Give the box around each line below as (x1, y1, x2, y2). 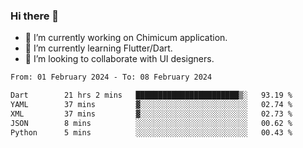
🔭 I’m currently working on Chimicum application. (24, 32, 228, 44)
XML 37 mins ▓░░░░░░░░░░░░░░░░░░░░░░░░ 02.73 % (10, 109, 293, 119)
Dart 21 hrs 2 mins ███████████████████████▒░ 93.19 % (10, 90, 293, 101)
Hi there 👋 (10, 9, 60, 23)
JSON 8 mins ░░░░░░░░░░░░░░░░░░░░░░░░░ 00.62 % (10, 118, 293, 128)
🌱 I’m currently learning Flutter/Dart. (24, 42, 173, 54)
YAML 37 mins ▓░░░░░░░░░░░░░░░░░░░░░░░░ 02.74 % (10, 100, 293, 110)
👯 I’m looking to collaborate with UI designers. (24, 53, 215, 65)
